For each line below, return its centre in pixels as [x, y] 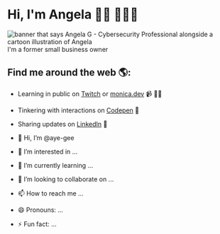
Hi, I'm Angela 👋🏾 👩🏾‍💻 [73, 15]
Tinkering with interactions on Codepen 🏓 [78, 110]
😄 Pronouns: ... [40, 210]
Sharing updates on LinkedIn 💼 [62, 124]
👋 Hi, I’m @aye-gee [46, 137]
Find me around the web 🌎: [69, 73]
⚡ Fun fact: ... [37, 224]
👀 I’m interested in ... [48, 151]
